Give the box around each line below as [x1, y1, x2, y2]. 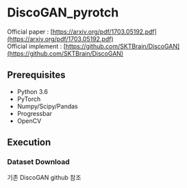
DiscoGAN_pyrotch [7, 5, 119, 21]
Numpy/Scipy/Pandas [16, 102, 78, 110]
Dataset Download [7, 157, 70, 167]
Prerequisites [7, 69, 66, 81]
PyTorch [16, 95, 41, 103]
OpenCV [16, 117, 42, 125]
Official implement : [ [7, 42, 66, 50]
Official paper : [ [7, 27, 53, 36]
